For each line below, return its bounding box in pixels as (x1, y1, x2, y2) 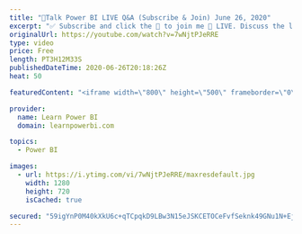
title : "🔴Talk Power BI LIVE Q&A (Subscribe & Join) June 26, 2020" (9, 13, 271, 22)
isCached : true (25, 195, 83, 204)
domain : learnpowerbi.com (17, 121, 115, 130)
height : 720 (25, 186, 70, 196)
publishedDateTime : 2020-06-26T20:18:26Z (9, 64, 167, 73)
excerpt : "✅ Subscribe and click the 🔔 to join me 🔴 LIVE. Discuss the (9, 22, 285, 31)
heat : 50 (9, 72, 42, 81)
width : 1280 (25, 178, 70, 187)
